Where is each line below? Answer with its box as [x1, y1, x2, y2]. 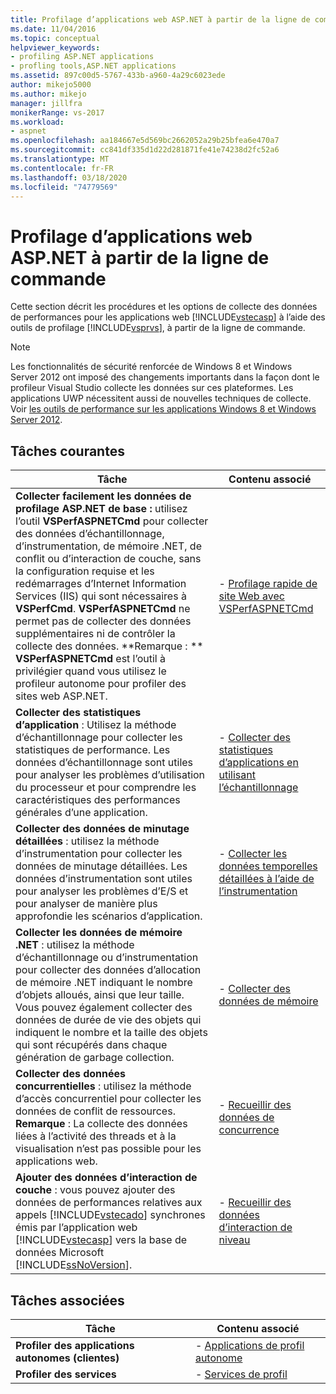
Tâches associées [10, 1292, 125, 1309]
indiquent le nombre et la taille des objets [15, 1026, 208, 1040]
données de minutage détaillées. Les [15, 859, 188, 873]
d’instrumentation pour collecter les [15, 847, 183, 861]
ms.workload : [10, 117, 65, 127]
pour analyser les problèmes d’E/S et [15, 884, 189, 898]
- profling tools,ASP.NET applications [10, 61, 177, 71]
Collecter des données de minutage [15, 822, 190, 836]
